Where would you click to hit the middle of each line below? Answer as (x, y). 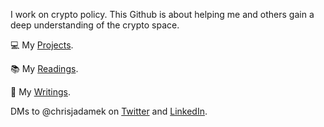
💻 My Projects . (42, 45)
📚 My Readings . (44, 68)
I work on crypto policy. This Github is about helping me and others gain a (162, 14)
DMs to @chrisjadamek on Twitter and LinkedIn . (109, 111)
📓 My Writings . (41, 92)
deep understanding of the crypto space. (95, 25)
